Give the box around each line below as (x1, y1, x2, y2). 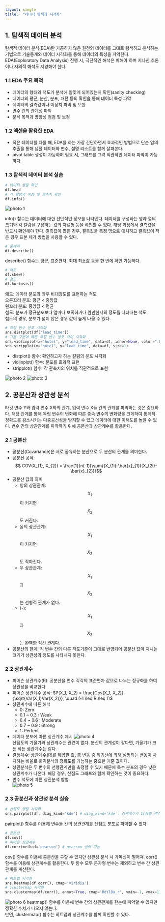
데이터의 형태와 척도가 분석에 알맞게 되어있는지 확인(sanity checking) (12, 89, 146, 95)
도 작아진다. (19, 559, 42, 565)
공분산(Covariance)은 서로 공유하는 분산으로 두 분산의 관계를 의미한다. (12, 448, 147, 455)
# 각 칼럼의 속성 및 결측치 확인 (5, 192, 61, 197)
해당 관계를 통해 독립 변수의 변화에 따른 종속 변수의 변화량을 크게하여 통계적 (11, 411, 156, 417)
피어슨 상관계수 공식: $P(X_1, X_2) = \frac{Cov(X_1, (12, 690, 112, 696)
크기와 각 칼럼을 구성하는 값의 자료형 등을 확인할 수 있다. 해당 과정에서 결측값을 (5, 222, 156, 228)
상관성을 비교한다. (12, 684, 47, 690)
